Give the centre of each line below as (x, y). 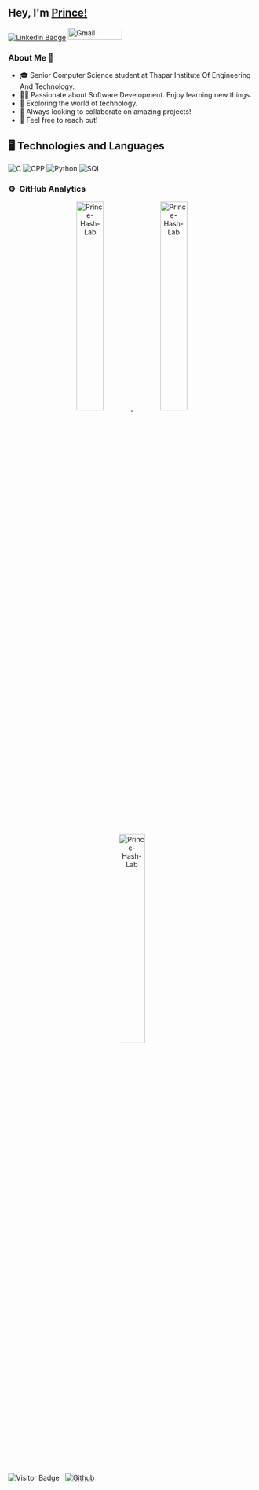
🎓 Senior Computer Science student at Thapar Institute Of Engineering (135, 75)
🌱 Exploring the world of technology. (78, 103)
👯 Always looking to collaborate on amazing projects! (105, 112)
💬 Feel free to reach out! (58, 120)
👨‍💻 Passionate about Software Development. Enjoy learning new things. (136, 95)
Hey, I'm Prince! (48, 13)
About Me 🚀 (31, 57)
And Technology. (47, 86)
